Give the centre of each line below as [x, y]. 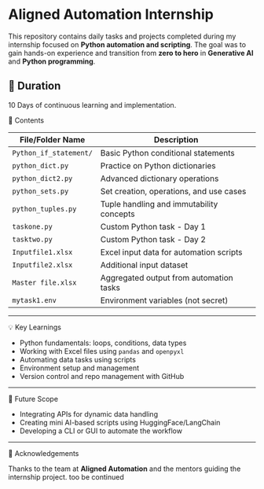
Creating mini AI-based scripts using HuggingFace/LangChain [120, 422]
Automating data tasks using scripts [77, 359]
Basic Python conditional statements [168, 153]
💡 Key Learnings [35, 327]
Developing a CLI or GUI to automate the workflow [101, 431]
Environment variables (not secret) [164, 300]
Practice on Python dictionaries [158, 165]
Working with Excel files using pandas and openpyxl [102, 351]
